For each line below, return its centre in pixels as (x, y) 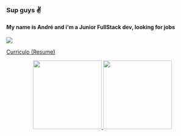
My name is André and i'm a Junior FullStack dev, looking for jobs (91, 27)
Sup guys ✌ (24, 10)
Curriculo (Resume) (31, 52)
